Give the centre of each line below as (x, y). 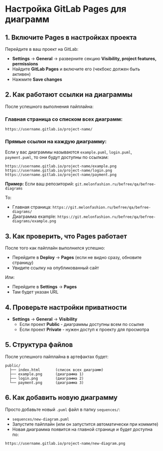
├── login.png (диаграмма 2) (47, 378)
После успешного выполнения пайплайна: (49, 107)
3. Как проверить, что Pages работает (66, 236)
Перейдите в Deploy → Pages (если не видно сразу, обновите (77, 258)
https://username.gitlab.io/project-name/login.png (59, 171)
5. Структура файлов (39, 345)
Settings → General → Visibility (45, 319)
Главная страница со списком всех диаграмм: (64, 119)
